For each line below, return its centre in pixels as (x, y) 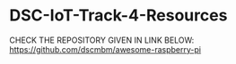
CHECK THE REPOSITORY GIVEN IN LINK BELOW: (102, 40)
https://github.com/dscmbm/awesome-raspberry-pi (105, 49)
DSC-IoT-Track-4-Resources (118, 16)
